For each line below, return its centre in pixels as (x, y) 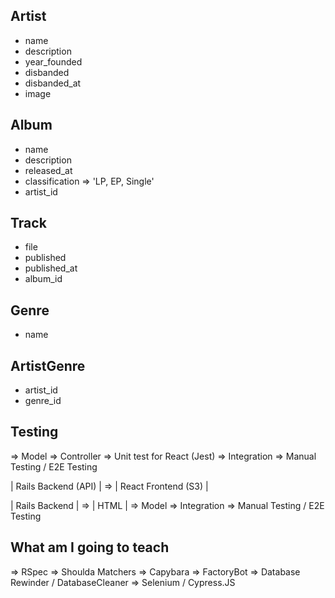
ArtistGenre (48, 365)
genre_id (43, 401)
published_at (51, 268)
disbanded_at (53, 83)
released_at (48, 170)
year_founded (53, 61)
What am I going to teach (90, 547)
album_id (43, 279)
